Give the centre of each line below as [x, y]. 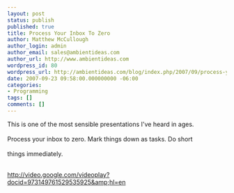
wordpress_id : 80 [32, 65]
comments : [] [26, 105]
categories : [24, 85]
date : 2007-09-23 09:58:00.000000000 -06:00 [73, 78]
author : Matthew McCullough [48, 40]
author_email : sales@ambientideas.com [63, 53]
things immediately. [35, 153]
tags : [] [20, 98]
